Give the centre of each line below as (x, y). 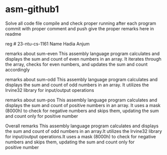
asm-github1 (32, 9)
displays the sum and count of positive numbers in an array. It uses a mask (83, 105)
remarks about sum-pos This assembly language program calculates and (81, 100)
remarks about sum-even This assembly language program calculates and (82, 54)
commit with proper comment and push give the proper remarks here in (80, 28)
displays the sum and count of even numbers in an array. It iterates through (83, 59)
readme (13, 34)
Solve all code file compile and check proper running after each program (81, 23)
